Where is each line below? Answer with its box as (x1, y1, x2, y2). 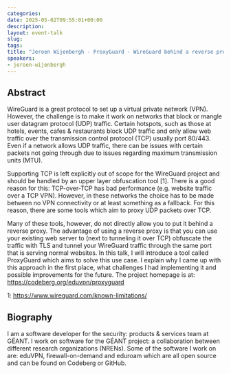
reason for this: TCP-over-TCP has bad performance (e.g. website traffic (7, 184, 212, 193)
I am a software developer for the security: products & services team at (7, 330, 209, 338)
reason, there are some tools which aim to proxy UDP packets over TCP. (7, 206, 212, 214)
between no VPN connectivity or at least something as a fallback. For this (7, 199, 215, 207)
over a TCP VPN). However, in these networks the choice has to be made (7, 191, 214, 200)
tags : (7, 42, 23, 49)
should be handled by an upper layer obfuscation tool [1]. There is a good (7, 177, 215, 185)
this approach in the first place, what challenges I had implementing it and (7, 263, 217, 272)
